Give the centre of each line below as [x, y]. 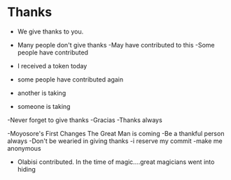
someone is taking [44, 106]
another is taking [42, 93]
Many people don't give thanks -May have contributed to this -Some [116, 45]
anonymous [24, 148]
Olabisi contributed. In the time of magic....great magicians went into [116, 162]
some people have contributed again [70, 79]
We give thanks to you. [50, 31]
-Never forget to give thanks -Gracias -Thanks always [85, 120]
